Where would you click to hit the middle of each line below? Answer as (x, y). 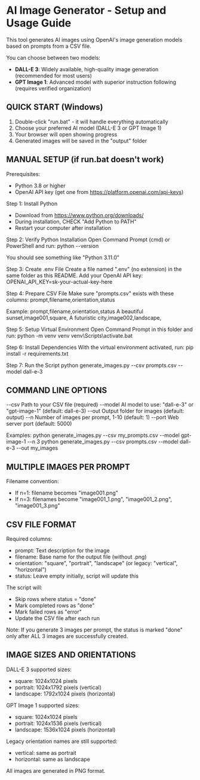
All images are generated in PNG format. (56, 770)
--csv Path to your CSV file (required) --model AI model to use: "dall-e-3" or (100, 405)
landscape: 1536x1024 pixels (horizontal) (65, 729)
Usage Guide (39, 23)
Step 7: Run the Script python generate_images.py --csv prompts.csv (92, 365)
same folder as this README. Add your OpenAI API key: (75, 275)
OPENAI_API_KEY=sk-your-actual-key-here (59, 281)
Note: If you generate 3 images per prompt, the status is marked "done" (95, 630)
